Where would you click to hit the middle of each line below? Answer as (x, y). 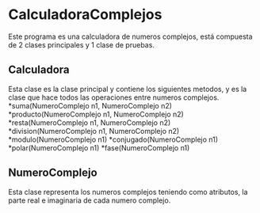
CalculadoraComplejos (85, 15)
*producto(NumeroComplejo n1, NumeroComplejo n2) (96, 114)
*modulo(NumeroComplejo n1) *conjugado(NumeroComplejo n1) (113, 139)
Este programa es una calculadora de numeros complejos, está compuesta (130, 36)
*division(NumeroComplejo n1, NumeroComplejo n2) (94, 131)
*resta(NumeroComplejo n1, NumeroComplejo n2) (90, 122)
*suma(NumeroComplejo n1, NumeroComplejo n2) (90, 105)
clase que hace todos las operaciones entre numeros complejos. (114, 97)
